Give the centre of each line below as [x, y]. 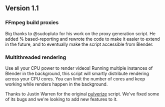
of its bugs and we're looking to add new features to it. [61, 99]
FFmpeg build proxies [32, 23]
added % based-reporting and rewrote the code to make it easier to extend [82, 39]
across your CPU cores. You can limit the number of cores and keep [75, 79]
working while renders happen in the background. [56, 84]
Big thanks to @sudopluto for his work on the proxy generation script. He [80, 33]
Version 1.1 [22, 8]
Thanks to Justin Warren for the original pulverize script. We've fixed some [82, 94]
